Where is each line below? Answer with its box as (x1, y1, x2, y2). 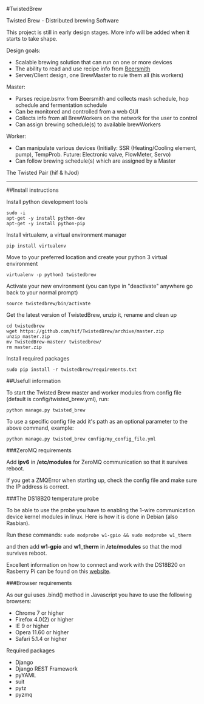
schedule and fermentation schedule (15, 101, 107, 109)
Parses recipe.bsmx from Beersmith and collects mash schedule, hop (15, 95, 189, 102)
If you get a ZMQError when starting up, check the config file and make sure (6, 476, 197, 484)
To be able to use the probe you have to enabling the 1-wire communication (6, 507, 195, 513)
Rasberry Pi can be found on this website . (6, 567, 111, 575)
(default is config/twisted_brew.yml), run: (6, 396, 109, 402)
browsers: (6, 598, 32, 604)
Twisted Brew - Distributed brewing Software (6, 17, 120, 24)
